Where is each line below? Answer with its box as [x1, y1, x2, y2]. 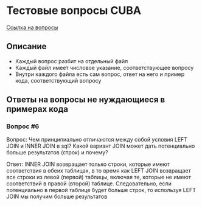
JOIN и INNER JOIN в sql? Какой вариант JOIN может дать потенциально [6, 142, 195, 149]
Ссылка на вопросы [6, 24, 58, 31]
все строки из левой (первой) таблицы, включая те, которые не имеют [6, 174, 192, 181]
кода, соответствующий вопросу [15, 77, 102, 84]
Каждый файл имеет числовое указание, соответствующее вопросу [15, 64, 194, 71]
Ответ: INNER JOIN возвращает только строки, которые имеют [6, 160, 170, 168]
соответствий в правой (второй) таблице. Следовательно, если [6, 180, 172, 187]
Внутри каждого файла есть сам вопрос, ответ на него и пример [15, 70, 185, 78]
